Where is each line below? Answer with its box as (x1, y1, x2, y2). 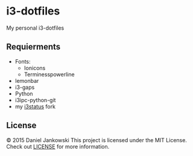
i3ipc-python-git (14, 96, 56, 103)
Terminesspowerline (24, 71, 75, 78)
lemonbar (14, 77, 39, 84)
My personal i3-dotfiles (6, 24, 65, 31)
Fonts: (14, 57, 31, 65)
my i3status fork (14, 103, 56, 110)
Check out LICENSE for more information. (6, 143, 110, 150)
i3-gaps (14, 83, 35, 91)
